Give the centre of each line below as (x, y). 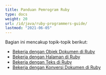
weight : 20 (16, 19)
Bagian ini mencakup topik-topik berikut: (47, 42)
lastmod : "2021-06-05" (28, 28)
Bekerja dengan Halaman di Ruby (46, 57)
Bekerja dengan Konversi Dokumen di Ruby (56, 68)
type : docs (16, 14)
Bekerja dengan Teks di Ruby (42, 62)
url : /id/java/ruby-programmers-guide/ (46, 23)
